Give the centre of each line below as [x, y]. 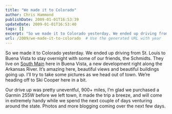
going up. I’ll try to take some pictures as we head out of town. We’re [78, 74]
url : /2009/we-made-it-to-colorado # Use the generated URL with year [83, 39]
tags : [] [15, 29]
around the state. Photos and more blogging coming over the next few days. [85, 106]
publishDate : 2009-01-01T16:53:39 [42, 19]
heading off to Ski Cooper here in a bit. [46, 80]
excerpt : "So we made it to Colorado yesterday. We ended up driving [81, 34]
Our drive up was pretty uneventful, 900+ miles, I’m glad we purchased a [82, 90]
